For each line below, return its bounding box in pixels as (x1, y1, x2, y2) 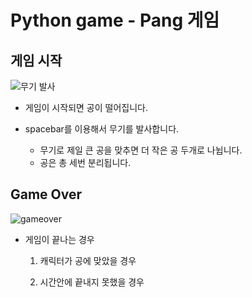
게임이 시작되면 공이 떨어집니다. (24, 102, 148, 113)
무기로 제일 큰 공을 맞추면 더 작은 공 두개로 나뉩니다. (39, 144, 243, 156)
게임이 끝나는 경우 (24, 233, 95, 245)
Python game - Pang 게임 (10, 9, 220, 32)
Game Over (10, 186, 83, 203)
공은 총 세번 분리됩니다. (39, 157, 132, 168)
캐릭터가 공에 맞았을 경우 (39, 254, 137, 266)
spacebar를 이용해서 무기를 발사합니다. (24, 123, 180, 135)
